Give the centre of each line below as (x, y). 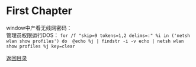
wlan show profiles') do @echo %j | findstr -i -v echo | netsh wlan (95, 41)
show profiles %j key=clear (41, 46)
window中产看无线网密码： (39, 28)
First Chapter (39, 11)
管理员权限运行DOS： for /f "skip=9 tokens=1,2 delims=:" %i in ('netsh (98, 35)
